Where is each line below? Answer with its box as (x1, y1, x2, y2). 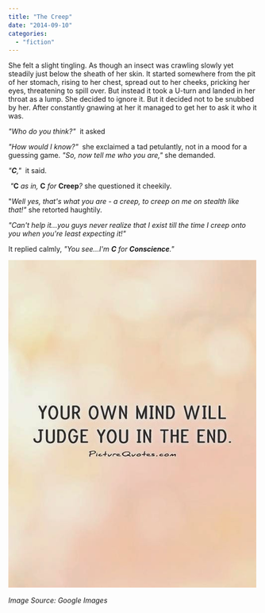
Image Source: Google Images (8, 596, 108, 605)
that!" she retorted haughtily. (8, 205, 102, 214)
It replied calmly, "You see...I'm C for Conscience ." (8, 245, 175, 254)
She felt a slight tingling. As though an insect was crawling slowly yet (8, 60, 234, 71)
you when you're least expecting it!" (8, 229, 127, 238)
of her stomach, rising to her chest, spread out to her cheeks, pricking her (8, 78, 250, 87)
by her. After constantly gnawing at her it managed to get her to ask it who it (8, 103, 257, 113)
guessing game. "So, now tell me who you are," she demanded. (8, 151, 216, 160)
